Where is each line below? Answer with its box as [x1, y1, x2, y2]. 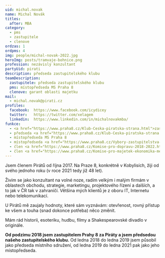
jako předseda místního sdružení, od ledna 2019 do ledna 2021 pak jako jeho [5, 242, 160, 248]
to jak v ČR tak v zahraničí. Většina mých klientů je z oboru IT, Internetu [5, 187, 149, 193]
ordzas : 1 [5, 44, 26, 49]
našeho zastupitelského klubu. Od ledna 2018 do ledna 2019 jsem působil [5, 237, 156, 243]
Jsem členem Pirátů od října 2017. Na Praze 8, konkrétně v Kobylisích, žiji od [5, 162, 159, 168]
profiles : [5, 103, 26, 108]
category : [5, 26, 26, 30]
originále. [5, 222, 24, 228]
